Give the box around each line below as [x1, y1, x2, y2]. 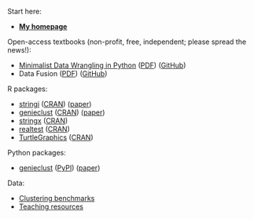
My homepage [18, 22, 68, 31]
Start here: [7, 7, 42, 16]
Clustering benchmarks [18, 194, 95, 203]
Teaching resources [18, 202, 84, 211]
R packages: [7, 84, 48, 93]
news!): [7, 46, 32, 54]
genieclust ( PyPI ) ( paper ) [18, 163, 101, 172]
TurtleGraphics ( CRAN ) [18, 133, 94, 142]
